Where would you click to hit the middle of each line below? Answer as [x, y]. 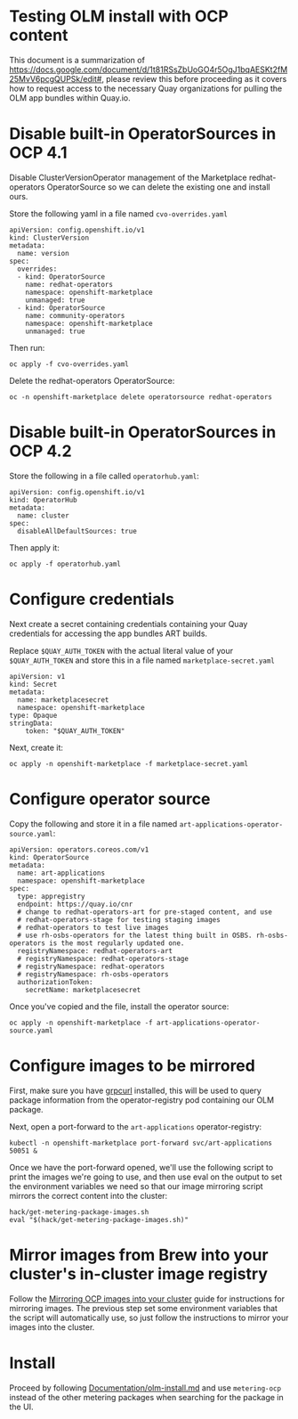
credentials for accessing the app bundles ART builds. [108, 633]
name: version [43, 253]
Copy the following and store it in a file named [93, 824]
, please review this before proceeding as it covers [194, 78]
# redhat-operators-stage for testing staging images [119, 919]
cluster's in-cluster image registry [139, 1273]
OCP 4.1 [38, 153]
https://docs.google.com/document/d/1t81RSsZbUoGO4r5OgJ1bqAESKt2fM [149, 69]
